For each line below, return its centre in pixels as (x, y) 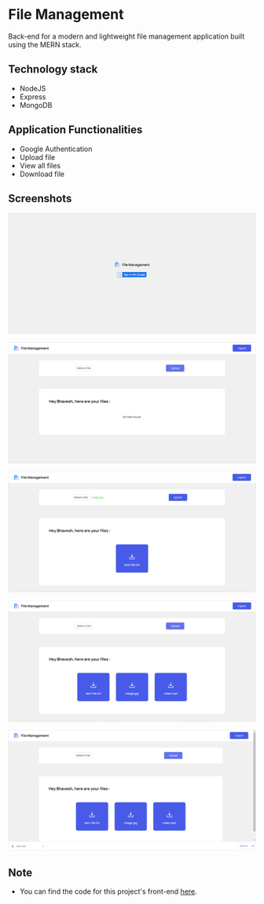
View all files (40, 165)
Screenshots (40, 198)
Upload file (37, 157)
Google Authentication (56, 149)
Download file (42, 174)
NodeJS (33, 88)
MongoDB (36, 105)
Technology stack (53, 70)
